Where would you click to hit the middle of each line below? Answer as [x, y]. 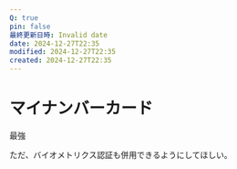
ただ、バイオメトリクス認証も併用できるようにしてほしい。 [121, 154]
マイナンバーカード [81, 108]
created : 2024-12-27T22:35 [61, 60]
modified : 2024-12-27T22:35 [63, 52]
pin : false [30, 26]
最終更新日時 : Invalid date [58, 35]
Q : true [24, 18]
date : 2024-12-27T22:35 [55, 43]
